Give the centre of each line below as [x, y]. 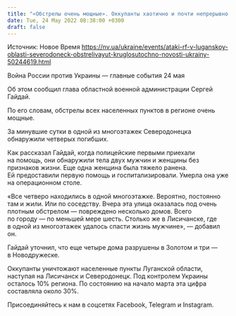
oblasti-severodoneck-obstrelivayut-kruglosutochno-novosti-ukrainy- [108, 54]
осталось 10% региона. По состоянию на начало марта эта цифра [107, 284]
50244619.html [29, 62]
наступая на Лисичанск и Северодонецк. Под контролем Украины [108, 276]
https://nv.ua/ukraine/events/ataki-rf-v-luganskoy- [155, 47]
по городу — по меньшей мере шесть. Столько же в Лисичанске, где [112, 219]
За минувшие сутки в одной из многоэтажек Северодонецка [99, 132]
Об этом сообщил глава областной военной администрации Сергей [110, 90]
